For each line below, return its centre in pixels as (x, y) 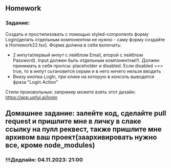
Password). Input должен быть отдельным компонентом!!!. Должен (86, 60)
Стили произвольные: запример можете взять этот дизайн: (70, 92)
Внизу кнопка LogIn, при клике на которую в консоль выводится (83, 77)
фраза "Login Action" (35, 82)
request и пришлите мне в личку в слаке (73, 121)
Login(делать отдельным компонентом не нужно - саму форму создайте (85, 39)
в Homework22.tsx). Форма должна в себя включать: (63, 45)
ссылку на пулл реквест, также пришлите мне (84, 129)
